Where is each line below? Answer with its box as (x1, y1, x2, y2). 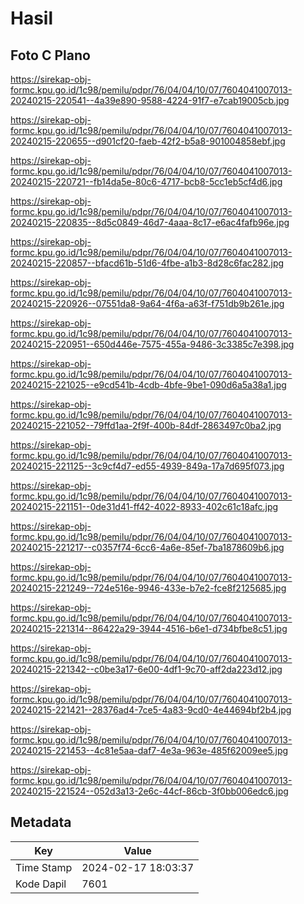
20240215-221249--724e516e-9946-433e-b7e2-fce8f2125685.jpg (10, 582, 287, 594)
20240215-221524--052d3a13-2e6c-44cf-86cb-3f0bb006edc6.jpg (10, 785, 289, 797)
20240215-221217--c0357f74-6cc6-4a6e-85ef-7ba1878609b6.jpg (10, 542, 285, 553)
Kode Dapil (15, 877, 67, 891)
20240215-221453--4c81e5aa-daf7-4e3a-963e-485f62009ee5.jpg (10, 745, 289, 756)
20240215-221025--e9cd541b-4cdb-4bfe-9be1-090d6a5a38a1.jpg (10, 379, 287, 391)
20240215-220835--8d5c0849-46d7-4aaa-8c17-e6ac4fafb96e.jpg (10, 217, 290, 228)
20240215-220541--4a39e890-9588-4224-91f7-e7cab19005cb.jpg (10, 95, 290, 106)
